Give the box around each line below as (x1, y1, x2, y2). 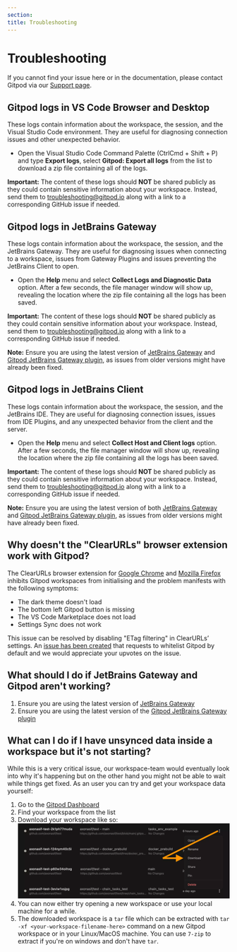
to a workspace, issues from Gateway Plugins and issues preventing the (7, 254, 217, 263)
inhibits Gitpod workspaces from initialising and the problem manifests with (7, 576, 226, 584)
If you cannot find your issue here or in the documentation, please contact (7, 74, 224, 82)
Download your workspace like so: (17, 816, 119, 824)
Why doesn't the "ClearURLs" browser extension (7, 539, 228, 551)
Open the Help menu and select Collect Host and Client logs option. (17, 438, 217, 447)
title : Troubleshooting (7, 18, 78, 26)
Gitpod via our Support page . (7, 81, 92, 90)
